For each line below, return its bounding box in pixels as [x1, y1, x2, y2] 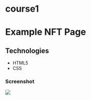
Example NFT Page [5, 26, 86, 38]
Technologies [5, 46, 50, 55]
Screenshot [5, 78, 34, 85]
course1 [5, 3, 39, 15]
